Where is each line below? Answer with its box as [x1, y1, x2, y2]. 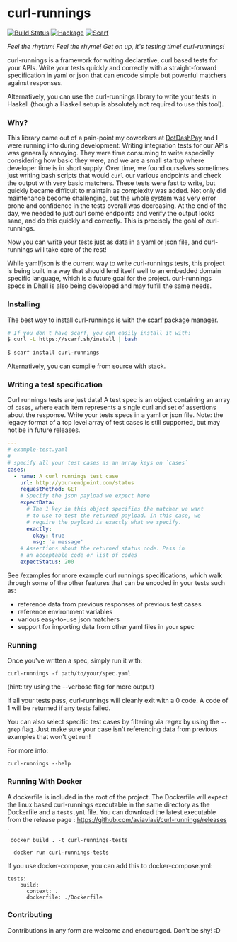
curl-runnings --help [7, 760, 71, 768]
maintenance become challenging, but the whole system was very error [7, 194, 216, 203]
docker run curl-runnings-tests [13, 849, 110, 856]
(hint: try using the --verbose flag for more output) [7, 682, 154, 691]
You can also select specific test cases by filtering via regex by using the [7, 718, 219, 726]
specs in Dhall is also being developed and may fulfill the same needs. [7, 282, 212, 290]
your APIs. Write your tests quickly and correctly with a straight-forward [7, 63, 217, 72]
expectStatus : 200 [20, 558, 74, 565]
